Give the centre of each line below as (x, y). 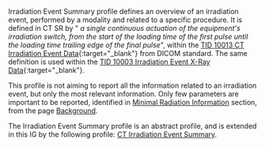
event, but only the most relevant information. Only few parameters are (123, 94)
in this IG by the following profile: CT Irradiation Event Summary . (113, 134)
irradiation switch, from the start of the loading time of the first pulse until (128, 36)
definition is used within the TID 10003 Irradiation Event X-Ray (110, 62)
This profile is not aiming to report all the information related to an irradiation (132, 85)
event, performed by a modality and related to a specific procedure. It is (125, 20)
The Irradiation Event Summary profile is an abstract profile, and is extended (132, 126)
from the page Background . (53, 111)
